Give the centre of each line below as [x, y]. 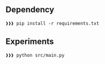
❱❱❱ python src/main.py [35, 55]
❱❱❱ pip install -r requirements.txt [52, 23]
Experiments [30, 42]
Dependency [30, 10]
